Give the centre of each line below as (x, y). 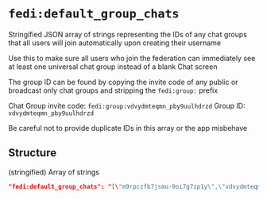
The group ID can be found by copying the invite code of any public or (123, 82)
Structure (33, 153)
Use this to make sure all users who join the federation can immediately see (132, 58)
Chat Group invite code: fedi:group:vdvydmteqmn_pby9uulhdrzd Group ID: (127, 105)
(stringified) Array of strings (54, 172)
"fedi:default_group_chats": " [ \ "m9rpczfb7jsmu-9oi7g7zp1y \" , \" (117, 186)
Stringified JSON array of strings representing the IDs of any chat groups (128, 34)
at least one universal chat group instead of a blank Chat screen (113, 67)
